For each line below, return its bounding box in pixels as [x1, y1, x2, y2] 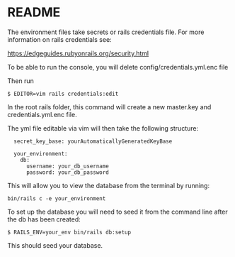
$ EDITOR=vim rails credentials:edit [7, 90, 119, 97]
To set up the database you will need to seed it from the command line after [7, 207, 228, 216]
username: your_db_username [25, 163, 110, 170]
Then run [7, 76, 34, 85]
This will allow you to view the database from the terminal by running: [7, 181, 210, 190]
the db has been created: [7, 214, 81, 224]
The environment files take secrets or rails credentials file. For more [7, 28, 205, 36]
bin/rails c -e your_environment [7, 195, 106, 202]
